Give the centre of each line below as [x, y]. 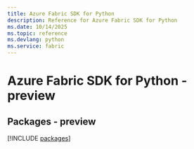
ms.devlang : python [36, 40]
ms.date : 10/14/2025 [38, 27]
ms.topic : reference [38, 33]
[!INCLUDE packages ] [39, 138]
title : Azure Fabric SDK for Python [61, 14]
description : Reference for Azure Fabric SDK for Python [92, 20]
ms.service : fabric [36, 46]
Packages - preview [52, 121]
